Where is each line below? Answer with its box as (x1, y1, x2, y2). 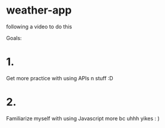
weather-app (6, 4, 72, 17)
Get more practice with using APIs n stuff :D (6, 74, 114, 81)
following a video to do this (6, 23, 72, 30)
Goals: (6, 34, 22, 41)
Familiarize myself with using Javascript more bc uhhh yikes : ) (6, 114, 160, 122)
